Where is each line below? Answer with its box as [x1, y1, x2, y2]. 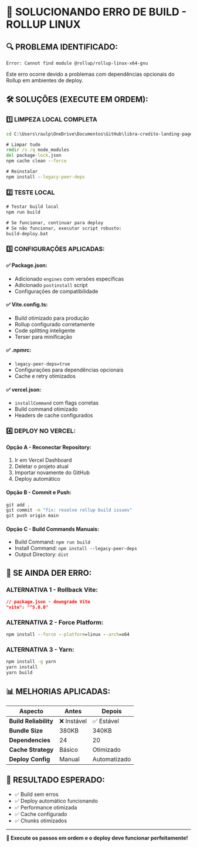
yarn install [6, 664, 38, 670]
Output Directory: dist [14, 551, 69, 558]
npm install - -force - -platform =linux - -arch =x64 [6, 632, 130, 637]
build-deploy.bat [6, 231, 49, 237]
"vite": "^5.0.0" [6, 604, 49, 610]
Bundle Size [9, 726, 43, 734]
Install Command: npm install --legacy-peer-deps [14, 545, 138, 552]
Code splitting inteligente [14, 327, 75, 334]
